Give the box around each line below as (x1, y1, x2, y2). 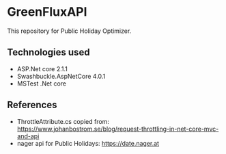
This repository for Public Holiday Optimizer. (7, 27, 132, 35)
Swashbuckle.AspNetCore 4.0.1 (16, 72, 106, 80)
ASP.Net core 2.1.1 (16, 64, 68, 73)
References (7, 99, 57, 111)
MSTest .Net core (16, 79, 67, 88)
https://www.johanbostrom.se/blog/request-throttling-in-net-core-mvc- (16, 125, 219, 133)
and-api (16, 131, 40, 140)
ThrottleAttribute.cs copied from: (16, 117, 109, 125)
